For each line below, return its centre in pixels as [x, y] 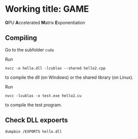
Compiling [21, 38]
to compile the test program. [34, 105]
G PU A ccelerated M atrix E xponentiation [45, 23]
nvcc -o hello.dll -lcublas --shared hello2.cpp [55, 68]
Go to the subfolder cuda [30, 49]
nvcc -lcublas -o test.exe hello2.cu [43, 96]
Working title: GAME [47, 9]
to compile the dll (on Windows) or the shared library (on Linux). [69, 77]
